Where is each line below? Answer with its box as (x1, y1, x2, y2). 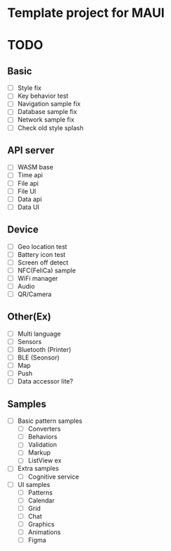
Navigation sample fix (17, 100, 81, 108)
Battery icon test (17, 250, 65, 258)
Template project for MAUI (7, 5, 165, 21)
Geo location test (17, 242, 68, 251)
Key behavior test (17, 91, 69, 100)
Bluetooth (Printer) (17, 345, 72, 353)
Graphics (27, 519, 55, 528)
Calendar (27, 496, 55, 505)
